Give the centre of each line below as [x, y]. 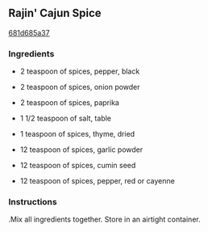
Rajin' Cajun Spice [55, 13]
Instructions [33, 202]
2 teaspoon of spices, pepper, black [80, 71]
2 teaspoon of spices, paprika [69, 103]
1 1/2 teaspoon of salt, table [65, 118]
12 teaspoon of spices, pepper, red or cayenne [97, 181]
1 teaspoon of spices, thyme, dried [77, 134]
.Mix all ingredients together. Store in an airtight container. [104, 219]
